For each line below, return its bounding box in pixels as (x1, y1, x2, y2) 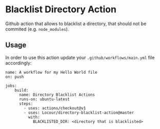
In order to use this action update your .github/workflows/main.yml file (5, 54, 155, 60)
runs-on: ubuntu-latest (18, 96, 70, 102)
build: (14, 88, 29, 93)
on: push (5, 74, 24, 79)
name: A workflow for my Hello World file (5, 70, 97, 75)
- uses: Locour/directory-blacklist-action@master (24, 110, 134, 115)
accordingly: (5, 60, 32, 66)
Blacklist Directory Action (5, 4, 117, 15)
